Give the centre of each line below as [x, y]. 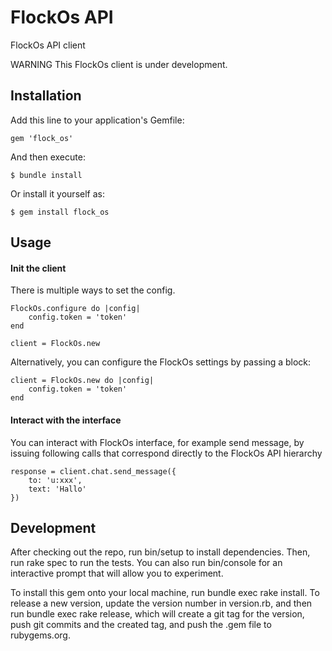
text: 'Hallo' [57, 489]
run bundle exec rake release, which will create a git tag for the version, [157, 614]
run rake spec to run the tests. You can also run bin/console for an [146, 563]
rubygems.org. [40, 635]
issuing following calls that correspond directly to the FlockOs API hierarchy [166, 453]
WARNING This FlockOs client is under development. [119, 64]
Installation [46, 96]
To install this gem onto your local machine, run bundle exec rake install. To [165, 593]
